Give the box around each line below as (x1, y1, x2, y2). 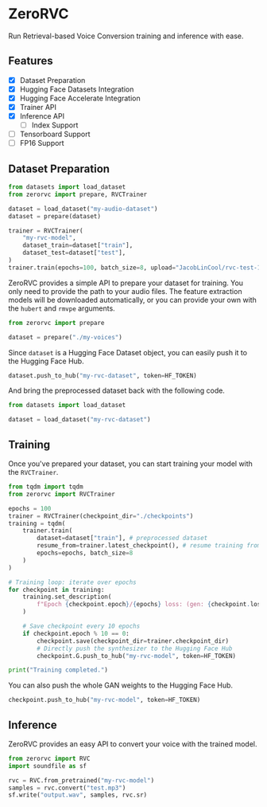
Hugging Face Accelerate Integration (19, 93, 141, 103)
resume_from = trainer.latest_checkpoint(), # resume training (37, 542, 244, 550)
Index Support (31, 120, 79, 130)
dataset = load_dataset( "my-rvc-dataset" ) (8, 416, 151, 424)
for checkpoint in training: (8, 586, 105, 593)
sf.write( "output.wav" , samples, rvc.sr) (8, 791, 148, 799)
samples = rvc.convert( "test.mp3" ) (8, 784, 126, 792)
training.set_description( (22, 593, 112, 601)
